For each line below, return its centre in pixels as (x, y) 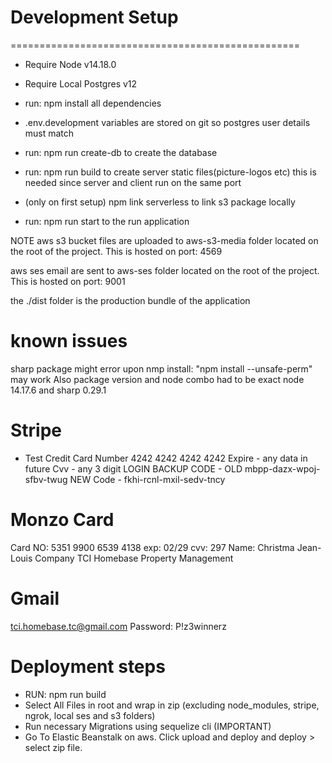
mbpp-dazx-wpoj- (282, 468)
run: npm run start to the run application (107, 221)
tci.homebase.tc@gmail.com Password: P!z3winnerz (118, 626)
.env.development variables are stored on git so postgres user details (167, 122)
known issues (69, 341)
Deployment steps (88, 666)
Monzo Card (62, 520)
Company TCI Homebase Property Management (134, 558)
